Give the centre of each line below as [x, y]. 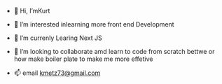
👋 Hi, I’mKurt [32, 11]
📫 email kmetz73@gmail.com [57, 73]
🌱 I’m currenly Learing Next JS [58, 38]
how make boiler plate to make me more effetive [83, 59]
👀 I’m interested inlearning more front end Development [94, 24]
